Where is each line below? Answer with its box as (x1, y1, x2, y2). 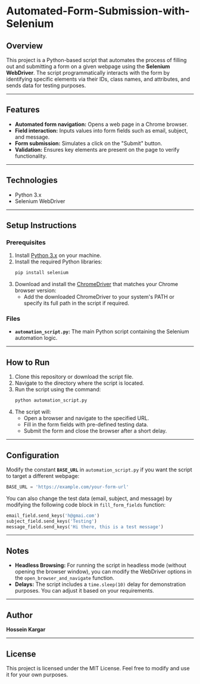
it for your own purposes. (6, 671, 68, 678)
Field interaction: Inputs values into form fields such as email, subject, (14, 127, 188, 134)
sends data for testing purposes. (6, 82, 86, 89)
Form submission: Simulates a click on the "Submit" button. (14, 139, 162, 147)
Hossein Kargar (6, 626, 46, 633)
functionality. (14, 152, 47, 160)
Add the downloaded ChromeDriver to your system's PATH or (23, 293, 174, 300)
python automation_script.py (14, 397, 87, 404)
